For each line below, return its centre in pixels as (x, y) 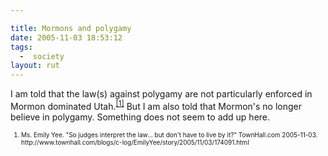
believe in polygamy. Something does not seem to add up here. (140, 117)
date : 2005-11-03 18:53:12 (66, 37)
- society (42, 56)
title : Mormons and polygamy (71, 28)
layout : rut (35, 66)
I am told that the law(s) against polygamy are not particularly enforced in (161, 94)
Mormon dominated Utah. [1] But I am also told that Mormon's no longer (156, 105)
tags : (21, 47)
